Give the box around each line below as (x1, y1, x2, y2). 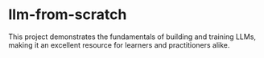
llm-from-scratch (8, 6, 127, 24)
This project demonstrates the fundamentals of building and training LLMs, (8, 32, 256, 41)
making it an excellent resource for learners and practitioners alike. (8, 40, 230, 49)
